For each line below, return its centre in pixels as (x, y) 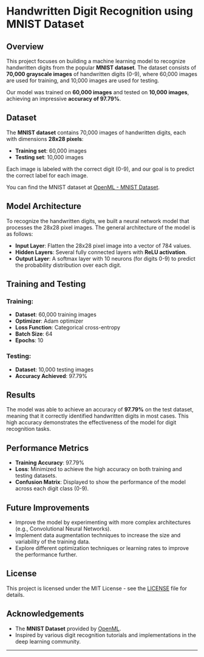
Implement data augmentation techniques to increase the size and (98, 535)
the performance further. (46, 555)
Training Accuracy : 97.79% (50, 463)
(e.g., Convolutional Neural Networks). (63, 529)
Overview (25, 46)
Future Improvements (48, 508)
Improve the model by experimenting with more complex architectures (103, 522)
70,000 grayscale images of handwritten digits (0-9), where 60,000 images (102, 74)
